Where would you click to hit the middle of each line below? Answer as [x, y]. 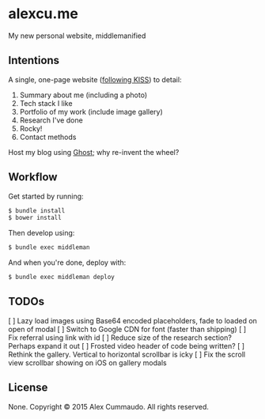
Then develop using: [42, 233]
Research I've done [51, 120]
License [28, 388]
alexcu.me [44, 14]
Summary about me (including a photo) [83, 95]
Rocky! [31, 128]
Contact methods [48, 137]
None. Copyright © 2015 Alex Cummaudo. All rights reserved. [109, 406]
